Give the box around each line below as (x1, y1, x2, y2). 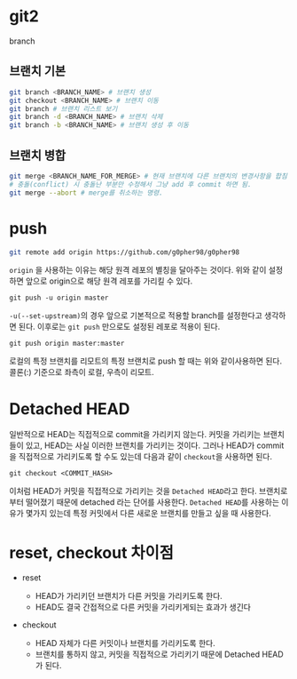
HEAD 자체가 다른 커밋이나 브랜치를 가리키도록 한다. (35, 638, 215, 649)
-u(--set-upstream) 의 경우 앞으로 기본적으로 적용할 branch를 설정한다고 (9, 310, 263, 321)
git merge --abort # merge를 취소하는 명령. (9, 188, 164, 197)
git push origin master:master (9, 339, 125, 348)
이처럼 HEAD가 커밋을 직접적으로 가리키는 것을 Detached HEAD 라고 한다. (9, 486, 257, 497)
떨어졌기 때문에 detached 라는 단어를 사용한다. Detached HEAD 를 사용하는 (25, 497, 280, 507)
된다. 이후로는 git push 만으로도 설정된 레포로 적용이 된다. (18, 322, 221, 332)
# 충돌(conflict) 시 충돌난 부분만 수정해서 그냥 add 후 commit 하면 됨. (9, 180, 252, 188)
